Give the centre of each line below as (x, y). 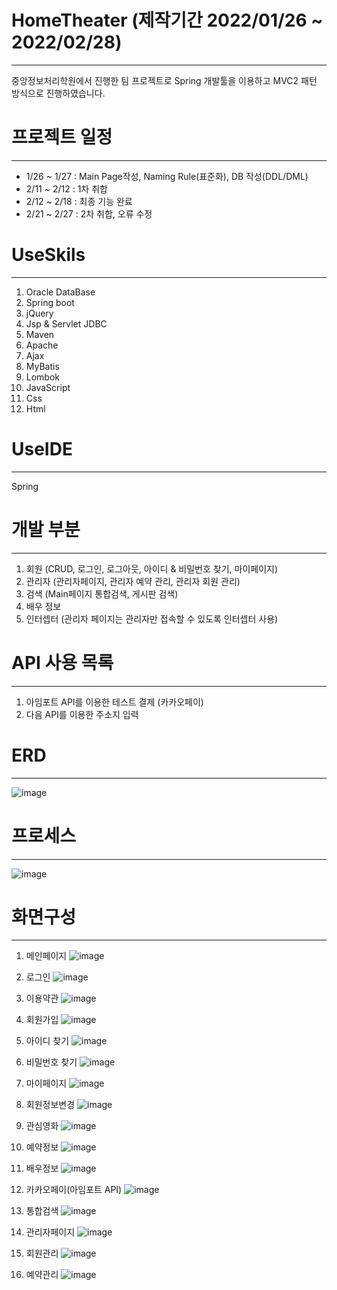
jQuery (39, 313)
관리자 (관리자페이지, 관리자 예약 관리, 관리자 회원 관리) (133, 581)
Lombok (43, 377)
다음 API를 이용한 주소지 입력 (82, 714)
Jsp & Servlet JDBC (66, 323)
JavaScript (48, 387)
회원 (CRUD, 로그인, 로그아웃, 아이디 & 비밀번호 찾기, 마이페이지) (152, 568)
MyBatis (42, 366)
